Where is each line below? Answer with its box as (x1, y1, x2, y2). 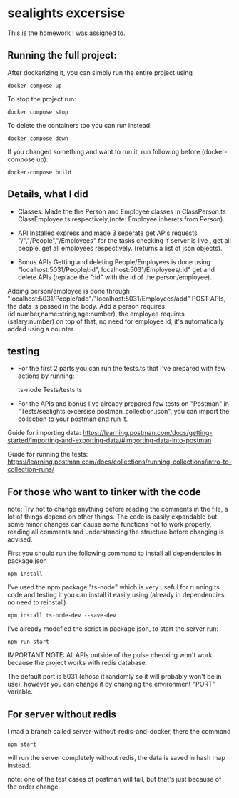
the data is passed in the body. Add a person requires (7, 301, 166, 310)
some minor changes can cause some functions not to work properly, (7, 520, 212, 529)
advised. (7, 535, 33, 544)
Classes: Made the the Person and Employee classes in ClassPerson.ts (17, 207, 226, 216)
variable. (7, 687, 34, 696)
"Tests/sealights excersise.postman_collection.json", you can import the (17, 407, 230, 416)
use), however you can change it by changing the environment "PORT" (7, 680, 216, 689)
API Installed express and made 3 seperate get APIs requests (17, 229, 198, 237)
